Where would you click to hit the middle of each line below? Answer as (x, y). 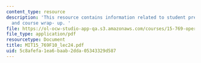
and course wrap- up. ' (41, 23)
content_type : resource (36, 12)
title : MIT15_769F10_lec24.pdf (45, 46)
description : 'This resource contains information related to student (96, 17)
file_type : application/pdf (41, 34)
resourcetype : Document (36, 40)
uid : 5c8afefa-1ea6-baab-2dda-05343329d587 (61, 51)
